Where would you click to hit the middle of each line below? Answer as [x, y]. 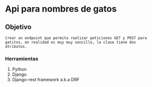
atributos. [16, 47]
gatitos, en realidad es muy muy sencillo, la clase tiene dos [71, 42]
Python [19, 70]
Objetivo [18, 27]
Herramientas [22, 58]
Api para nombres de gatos [61, 9]
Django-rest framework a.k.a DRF [46, 80]
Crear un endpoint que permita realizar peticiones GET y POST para [76, 38]
